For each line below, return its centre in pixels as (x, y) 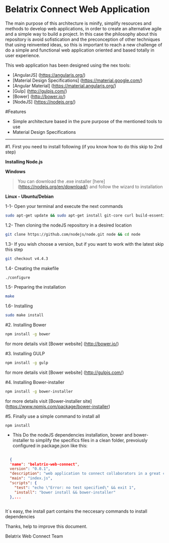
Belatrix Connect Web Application (77, 9)
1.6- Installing (19, 306)
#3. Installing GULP (25, 354)
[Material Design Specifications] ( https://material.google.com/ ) (77, 80)
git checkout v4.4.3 (27, 258)
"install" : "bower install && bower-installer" (65, 492)
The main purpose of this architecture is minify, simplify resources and (78, 23)
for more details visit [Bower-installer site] (49, 401)
